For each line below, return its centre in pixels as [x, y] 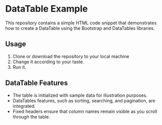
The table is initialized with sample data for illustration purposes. [80, 95]
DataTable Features [37, 83]
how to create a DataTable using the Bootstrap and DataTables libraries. [80, 28]
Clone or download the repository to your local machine [71, 56]
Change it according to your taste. [48, 62]
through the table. [31, 116]
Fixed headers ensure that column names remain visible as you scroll [85, 111]
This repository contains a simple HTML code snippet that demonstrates [81, 23]
